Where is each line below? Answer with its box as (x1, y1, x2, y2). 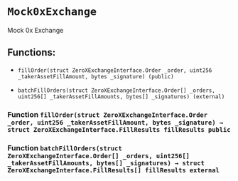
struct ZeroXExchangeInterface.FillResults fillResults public (7, 125, 231, 133)
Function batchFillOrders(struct (7, 143, 122, 152)
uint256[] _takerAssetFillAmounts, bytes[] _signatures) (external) (17, 93, 225, 100)
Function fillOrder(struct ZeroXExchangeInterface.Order (7, 109, 208, 119)
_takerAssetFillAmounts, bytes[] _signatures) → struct (7, 159, 205, 167)
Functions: (7, 46, 56, 58)
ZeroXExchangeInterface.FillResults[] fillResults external (7, 166, 220, 174)
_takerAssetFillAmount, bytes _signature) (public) (17, 73, 174, 80)
